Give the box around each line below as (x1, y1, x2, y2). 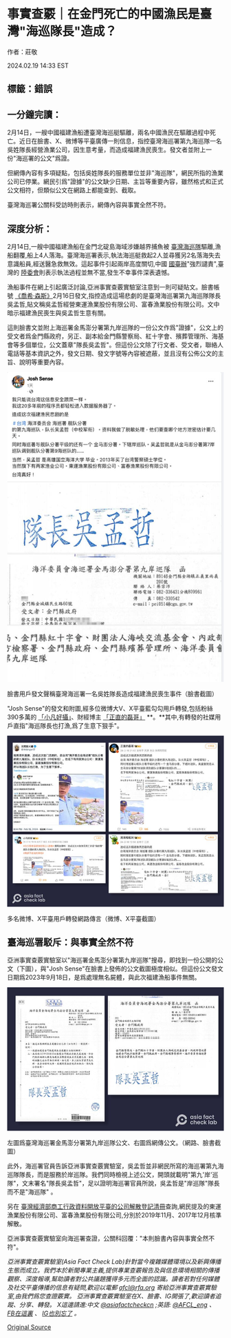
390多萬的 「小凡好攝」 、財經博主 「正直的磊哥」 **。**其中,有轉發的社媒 (7, 713, 215, 721)
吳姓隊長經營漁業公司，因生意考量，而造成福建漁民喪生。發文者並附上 (7, 145, 206, 154)
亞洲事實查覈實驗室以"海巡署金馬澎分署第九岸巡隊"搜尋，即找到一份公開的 (7, 956, 218, 964)
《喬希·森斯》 (14, 291, 53, 300)
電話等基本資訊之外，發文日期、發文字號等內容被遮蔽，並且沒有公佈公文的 (7, 349, 218, 357)
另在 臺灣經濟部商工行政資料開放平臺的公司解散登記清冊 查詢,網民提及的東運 (7, 1202, 221, 1210)
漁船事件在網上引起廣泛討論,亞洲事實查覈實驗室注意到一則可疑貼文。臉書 (7, 283, 214, 291)
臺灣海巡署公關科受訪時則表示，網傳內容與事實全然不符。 (7, 201, 170, 209)
